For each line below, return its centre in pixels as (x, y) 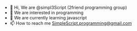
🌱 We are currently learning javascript (48, 18)
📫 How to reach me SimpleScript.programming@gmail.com (71, 23)
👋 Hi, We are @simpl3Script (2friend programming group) (68, 8)
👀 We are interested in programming (47, 13)
